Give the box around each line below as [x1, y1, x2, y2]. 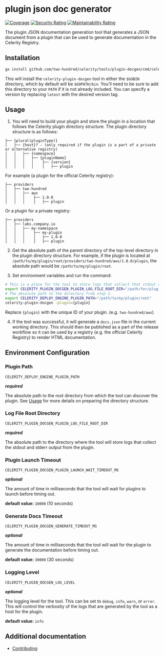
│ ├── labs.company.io [5, 222, 56, 227]
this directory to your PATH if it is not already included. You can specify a [5, 86, 150, 92]
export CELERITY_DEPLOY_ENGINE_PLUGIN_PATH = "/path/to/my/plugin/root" [5, 296, 152, 301]
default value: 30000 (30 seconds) [5, 556, 74, 562]
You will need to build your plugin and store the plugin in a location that [12, 119, 155, 125]
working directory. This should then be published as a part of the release [12, 324, 159, 329]
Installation [5, 54, 40, 62]
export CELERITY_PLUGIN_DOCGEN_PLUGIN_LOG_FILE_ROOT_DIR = [5, 287, 125, 292]
